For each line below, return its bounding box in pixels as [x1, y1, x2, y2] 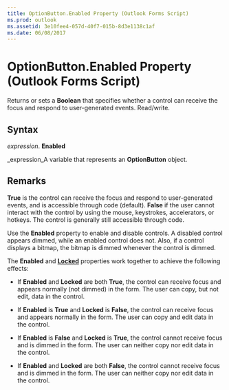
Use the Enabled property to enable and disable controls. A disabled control [7, 229, 223, 237]
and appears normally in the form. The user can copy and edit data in [17, 313, 214, 321]
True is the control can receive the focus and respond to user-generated [7, 194, 213, 202]
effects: [7, 264, 29, 272]
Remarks [7, 175, 47, 187]
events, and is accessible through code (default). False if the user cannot [7, 201, 215, 209]
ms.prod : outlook [7, 17, 57, 23]
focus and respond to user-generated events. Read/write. [7, 104, 171, 112]
